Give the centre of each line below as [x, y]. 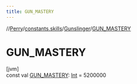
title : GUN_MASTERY [30, 12]
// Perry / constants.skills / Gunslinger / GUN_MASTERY [68, 28]
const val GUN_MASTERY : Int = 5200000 [56, 75]
